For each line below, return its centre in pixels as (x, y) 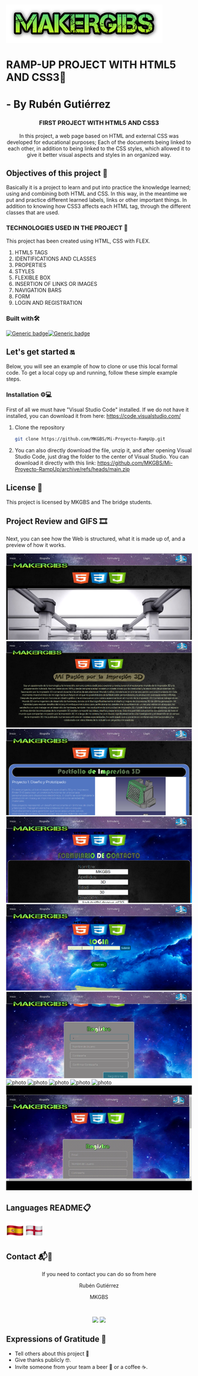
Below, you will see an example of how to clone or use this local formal (92, 366)
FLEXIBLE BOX (33, 278)
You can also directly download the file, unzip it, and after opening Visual (103, 450)
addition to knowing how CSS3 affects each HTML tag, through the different (98, 207)
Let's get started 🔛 (40, 352)
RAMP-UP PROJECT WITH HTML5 (91, 65)
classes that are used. (33, 212)
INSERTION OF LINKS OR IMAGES (56, 283)
